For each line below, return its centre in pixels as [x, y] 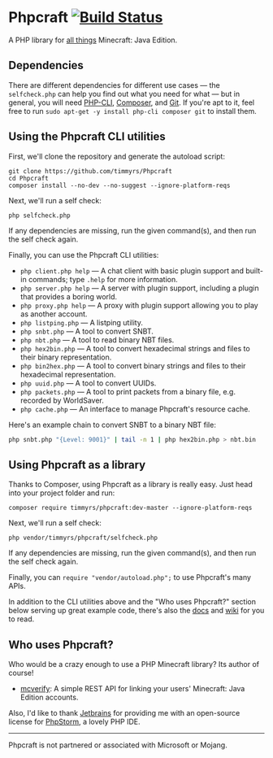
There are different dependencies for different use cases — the [115, 85]
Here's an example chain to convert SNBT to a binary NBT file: [113, 425]
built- [254, 270]
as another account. [54, 314]
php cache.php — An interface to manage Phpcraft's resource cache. [135, 409]
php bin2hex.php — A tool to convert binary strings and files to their [133, 365]
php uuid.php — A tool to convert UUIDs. [88, 383]
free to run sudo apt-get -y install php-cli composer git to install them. [133, 111]
